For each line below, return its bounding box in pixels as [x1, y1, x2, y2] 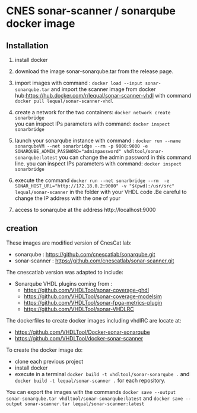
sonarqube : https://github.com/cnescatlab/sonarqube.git [14, 251, 155, 258]
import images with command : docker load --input [14, 79, 143, 86]
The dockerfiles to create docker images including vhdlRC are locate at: [6, 317, 182, 324]
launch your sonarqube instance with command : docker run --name [14, 137, 181, 144]
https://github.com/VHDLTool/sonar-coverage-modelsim [23, 293, 162, 300]
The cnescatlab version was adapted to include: [6, 268, 123, 276]
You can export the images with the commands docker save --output [6, 388, 176, 395]
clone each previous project [14, 358, 84, 365]
